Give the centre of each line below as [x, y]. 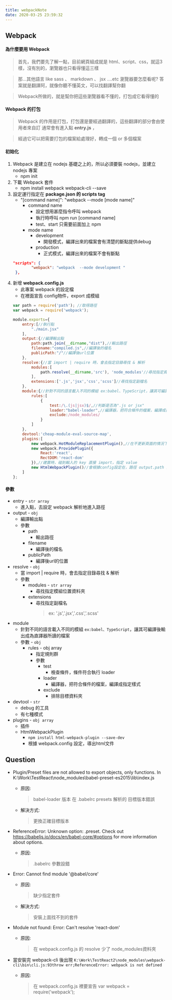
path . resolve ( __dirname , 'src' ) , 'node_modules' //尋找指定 [102, 372]
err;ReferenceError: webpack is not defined [114, 965]
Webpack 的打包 [23, 109]
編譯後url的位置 [52, 561]
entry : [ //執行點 [38, 324]
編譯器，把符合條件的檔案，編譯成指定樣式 [96, 684]
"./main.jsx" [45, 329]
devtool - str [26, 701]
